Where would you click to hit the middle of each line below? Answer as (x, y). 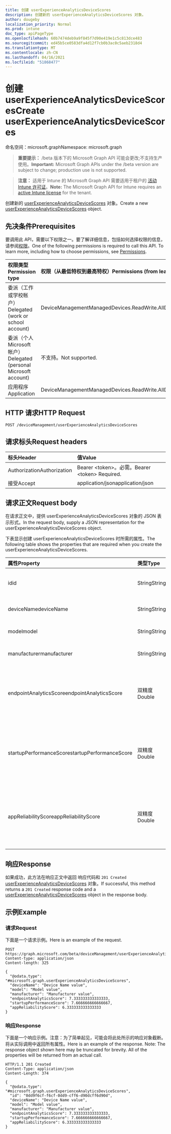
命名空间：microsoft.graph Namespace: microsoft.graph (64, 147)
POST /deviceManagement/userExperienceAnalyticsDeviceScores (72, 425)
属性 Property (24, 563)
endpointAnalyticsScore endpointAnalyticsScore (65, 693)
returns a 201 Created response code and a (51, 890)
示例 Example (26, 912)
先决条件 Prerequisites (40, 226)
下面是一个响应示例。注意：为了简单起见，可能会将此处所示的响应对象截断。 (85, 1038)
